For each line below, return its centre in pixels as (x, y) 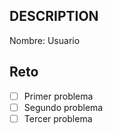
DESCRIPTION (54, 16)
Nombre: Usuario (45, 40)
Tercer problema (58, 118)
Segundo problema (63, 107)
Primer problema (58, 96)
